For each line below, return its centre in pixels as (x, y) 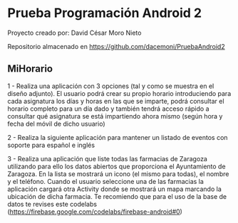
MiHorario (30, 69)
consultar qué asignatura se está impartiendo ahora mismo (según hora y (115, 116)
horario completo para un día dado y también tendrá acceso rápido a (108, 109)
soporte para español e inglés (51, 145)
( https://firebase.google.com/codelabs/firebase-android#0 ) (95, 212)
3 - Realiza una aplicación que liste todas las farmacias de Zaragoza (108, 158)
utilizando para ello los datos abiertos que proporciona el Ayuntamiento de (117, 166)
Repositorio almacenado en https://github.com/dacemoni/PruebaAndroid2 (117, 46)
